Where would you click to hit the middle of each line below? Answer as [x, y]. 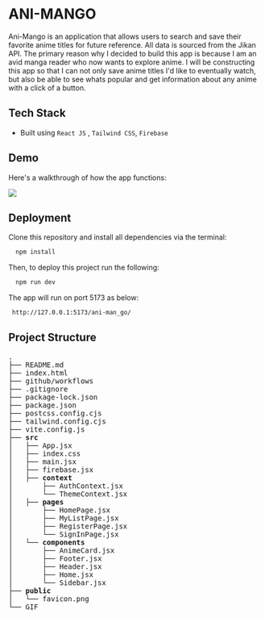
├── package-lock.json [53, 397]
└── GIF [23, 607]
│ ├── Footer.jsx [55, 558]
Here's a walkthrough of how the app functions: [87, 177]
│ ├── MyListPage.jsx [64, 518]
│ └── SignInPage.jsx [64, 534]
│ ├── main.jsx [42, 461]
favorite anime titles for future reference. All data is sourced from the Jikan [132, 44]
